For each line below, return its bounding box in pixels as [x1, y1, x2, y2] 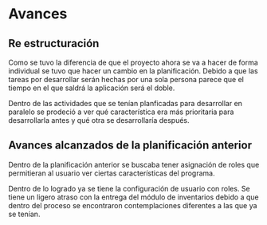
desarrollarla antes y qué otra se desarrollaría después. [8, 116, 190, 124]
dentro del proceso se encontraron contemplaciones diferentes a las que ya [8, 200, 257, 210]
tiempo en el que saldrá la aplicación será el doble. [8, 83, 175, 93]
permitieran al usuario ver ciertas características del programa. [8, 168, 215, 178]
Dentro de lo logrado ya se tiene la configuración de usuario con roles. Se [8, 184, 250, 193]
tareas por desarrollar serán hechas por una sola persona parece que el [8, 75, 245, 84]
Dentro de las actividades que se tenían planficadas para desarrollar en [8, 99, 243, 108]
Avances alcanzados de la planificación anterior [8, 139, 253, 152]
